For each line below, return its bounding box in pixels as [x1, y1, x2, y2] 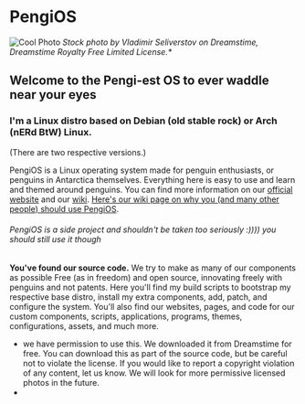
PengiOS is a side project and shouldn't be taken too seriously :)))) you [9, 224, 277, 235]
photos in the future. [22, 377, 100, 388]
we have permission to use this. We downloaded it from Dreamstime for [22, 338, 292, 349]
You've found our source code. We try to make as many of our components [9, 262, 297, 273]
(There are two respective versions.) [9, 146, 147, 157]
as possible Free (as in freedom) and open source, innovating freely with [9, 271, 283, 282]
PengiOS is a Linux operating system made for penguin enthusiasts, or [9, 165, 275, 175]
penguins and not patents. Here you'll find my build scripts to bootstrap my [9, 282, 291, 292]
